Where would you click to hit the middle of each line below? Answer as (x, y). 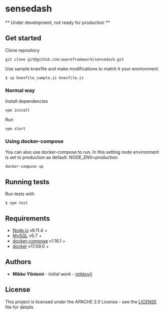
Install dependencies (27, 101)
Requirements (27, 218)
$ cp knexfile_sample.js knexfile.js (44, 78)
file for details (19, 307)
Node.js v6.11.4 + (30, 230)
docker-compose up (24, 167)
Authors (18, 262)
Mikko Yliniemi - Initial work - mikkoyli (52, 274)
